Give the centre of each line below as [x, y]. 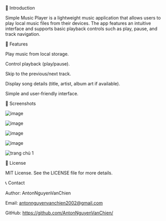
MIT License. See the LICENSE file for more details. [59, 173]
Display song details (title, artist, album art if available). [63, 84]
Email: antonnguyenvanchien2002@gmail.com [54, 203]
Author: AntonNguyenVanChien [38, 193]
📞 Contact [15, 183]
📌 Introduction [20, 8]
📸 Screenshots [21, 103]
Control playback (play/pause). [38, 64]
